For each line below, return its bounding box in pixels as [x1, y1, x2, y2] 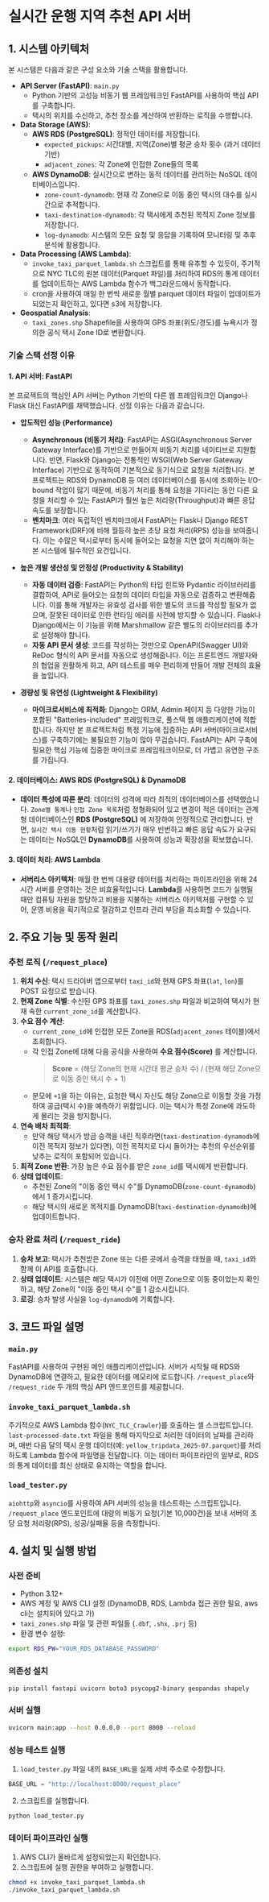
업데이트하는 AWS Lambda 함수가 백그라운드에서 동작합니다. [40, 279, 231, 288]
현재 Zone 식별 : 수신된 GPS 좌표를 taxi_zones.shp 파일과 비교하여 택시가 [19, 997, 251, 1006]
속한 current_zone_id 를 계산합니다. [28, 1006, 141, 1016]
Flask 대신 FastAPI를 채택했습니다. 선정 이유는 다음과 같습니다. [8, 400, 205, 411]
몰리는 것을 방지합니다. [40, 1111, 112, 1121]
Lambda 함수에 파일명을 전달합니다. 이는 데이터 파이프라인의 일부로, [29, 1450, 243, 1460]
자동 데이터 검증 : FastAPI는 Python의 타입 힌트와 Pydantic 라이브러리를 [31, 580, 257, 590]
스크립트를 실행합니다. [19, 1796, 90, 1805]
